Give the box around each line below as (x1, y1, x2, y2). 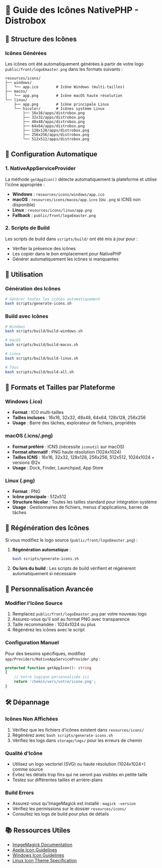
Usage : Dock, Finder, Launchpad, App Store (12, 465, 104, 470)
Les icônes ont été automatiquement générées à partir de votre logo (5, 61, 144, 67)
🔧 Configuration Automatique (5, 150, 98, 158)
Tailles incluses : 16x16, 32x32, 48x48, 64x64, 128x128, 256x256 (12, 414, 146, 421)
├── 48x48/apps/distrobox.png (23, 119, 85, 124)
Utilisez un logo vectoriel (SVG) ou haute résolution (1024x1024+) (12, 761, 146, 767)
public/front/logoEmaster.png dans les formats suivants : (5, 66, 123, 72)
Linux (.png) (5, 477, 36, 484)
